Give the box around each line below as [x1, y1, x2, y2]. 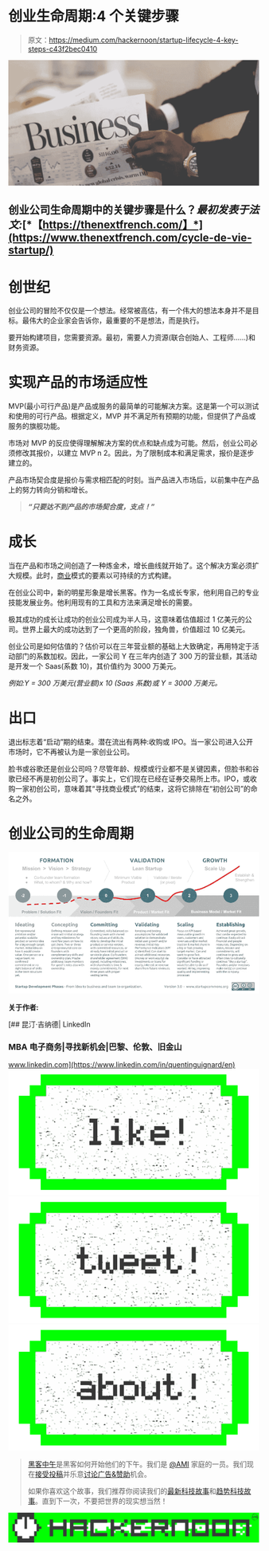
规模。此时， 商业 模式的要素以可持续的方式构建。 [14, 571, 176, 580]
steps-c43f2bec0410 [27, 44, 98, 53]
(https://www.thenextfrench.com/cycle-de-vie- [8, 231, 252, 245]
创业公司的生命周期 [8, 825, 134, 843]
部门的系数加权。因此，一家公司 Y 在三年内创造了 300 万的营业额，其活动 [14, 651, 257, 662]
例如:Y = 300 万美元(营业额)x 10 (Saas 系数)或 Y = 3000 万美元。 [8, 678, 222, 688]
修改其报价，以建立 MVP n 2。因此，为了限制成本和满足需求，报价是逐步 [14, 448, 255, 458]
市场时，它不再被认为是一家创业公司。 [8, 747, 134, 757]
